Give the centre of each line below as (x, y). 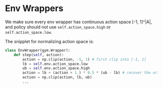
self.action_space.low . (29, 32)
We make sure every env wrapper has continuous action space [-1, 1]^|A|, (79, 22)
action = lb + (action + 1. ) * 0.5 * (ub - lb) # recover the (87, 73)
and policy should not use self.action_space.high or (58, 27)
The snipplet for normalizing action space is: (49, 41)
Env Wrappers (34, 8)
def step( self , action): (39, 55)
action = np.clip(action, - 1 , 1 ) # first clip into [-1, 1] (84, 59)
